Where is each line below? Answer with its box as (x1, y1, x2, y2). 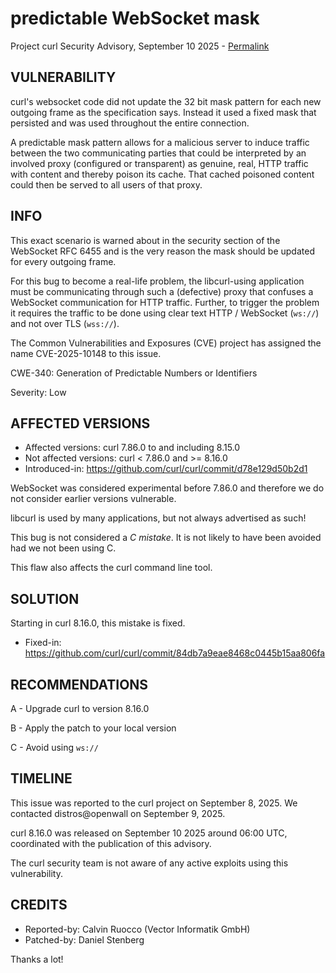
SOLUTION (10, 590, 80, 607)
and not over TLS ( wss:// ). (10, 317, 120, 329)
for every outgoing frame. (10, 255, 117, 267)
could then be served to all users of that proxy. (10, 178, 203, 191)
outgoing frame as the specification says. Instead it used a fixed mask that (10, 106, 317, 118)
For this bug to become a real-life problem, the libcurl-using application (10, 275, 305, 287)
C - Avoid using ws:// (10, 742, 99, 753)
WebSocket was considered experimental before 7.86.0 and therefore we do (10, 482, 325, 494)
